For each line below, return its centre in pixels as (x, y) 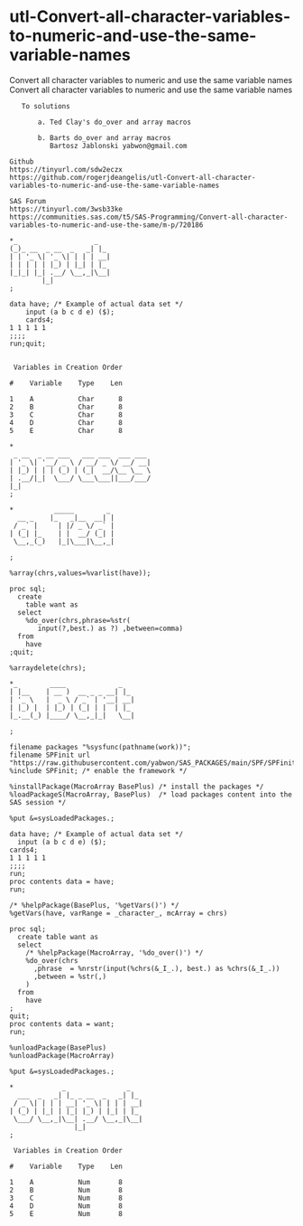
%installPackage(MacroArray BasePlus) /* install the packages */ (137, 787)
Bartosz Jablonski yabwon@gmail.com (118, 146)
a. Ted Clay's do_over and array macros (115, 122)
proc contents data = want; (62, 1023)
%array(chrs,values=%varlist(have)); (80, 573)
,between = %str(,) (69, 976)
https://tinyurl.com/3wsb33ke (66, 209)
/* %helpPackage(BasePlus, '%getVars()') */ (94, 905)
